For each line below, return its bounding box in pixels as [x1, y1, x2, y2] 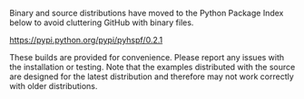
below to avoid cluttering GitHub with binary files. [9, 17, 194, 28]
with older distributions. [9, 81, 98, 91]
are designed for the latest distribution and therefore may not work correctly [9, 71, 295, 82]
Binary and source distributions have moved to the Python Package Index [9, 8, 284, 18]
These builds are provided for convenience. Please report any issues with [9, 52, 285, 62]
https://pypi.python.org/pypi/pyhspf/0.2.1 [9, 35, 163, 45]
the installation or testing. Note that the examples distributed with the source [9, 62, 296, 72]
